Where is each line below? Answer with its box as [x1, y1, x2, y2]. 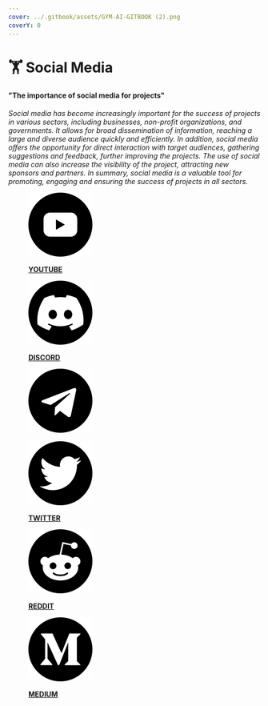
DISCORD [28, 352, 61, 362]
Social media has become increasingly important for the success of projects [8, 108, 261, 118]
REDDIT [28, 601, 54, 611]
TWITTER [28, 513, 62, 523]
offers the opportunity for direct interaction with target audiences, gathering [8, 142, 260, 152]
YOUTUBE [28, 264, 63, 274]
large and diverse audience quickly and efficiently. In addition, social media [8, 134, 258, 143]
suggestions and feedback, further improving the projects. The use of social [8, 150, 260, 160]
